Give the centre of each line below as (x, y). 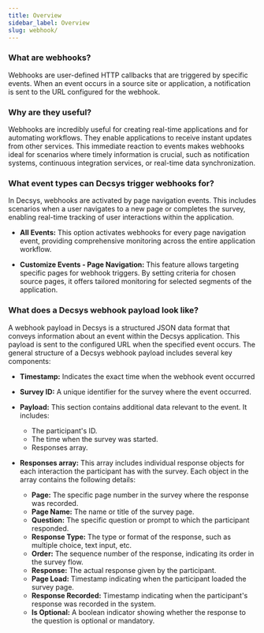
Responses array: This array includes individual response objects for (132, 463)
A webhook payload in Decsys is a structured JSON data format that (119, 328)
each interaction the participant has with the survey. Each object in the (134, 471)
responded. (50, 528)
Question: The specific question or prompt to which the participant (140, 520)
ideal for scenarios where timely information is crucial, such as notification (129, 154)
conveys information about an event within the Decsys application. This (124, 335)
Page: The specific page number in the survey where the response (140, 495)
